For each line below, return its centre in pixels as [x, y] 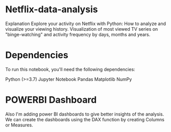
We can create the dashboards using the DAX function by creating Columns [85, 119]
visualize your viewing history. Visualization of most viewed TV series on [82, 29]
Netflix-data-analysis [52, 9]
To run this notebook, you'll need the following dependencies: [70, 69]
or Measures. [19, 125]
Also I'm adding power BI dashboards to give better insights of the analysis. [85, 114]
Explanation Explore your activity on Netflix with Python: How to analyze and [86, 24]
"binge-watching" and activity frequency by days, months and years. [78, 34]
